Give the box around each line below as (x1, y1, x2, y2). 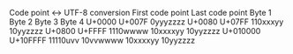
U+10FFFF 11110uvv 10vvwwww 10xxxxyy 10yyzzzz (9, 35, 196, 45)
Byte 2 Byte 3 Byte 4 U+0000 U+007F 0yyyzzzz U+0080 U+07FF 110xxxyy (9, 17, 284, 27)
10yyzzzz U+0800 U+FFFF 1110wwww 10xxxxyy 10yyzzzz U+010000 (9, 26, 261, 36)
